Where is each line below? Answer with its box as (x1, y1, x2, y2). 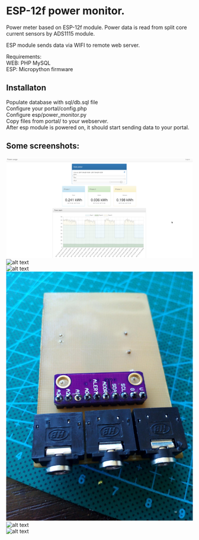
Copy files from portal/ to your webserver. (6, 117, 108, 124)
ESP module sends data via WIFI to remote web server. (6, 41, 140, 49)
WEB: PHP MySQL (6, 59, 51, 66)
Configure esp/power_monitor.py (6, 111, 87, 118)
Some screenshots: (6, 141, 80, 151)
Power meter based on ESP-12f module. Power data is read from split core (6, 24, 188, 31)
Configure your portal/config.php (6, 105, 87, 112)
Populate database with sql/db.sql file (6, 98, 98, 106)
